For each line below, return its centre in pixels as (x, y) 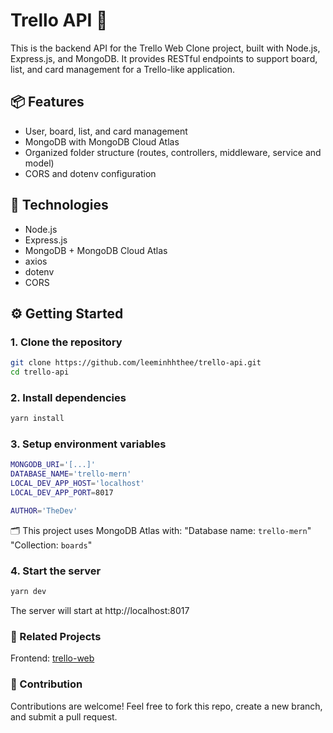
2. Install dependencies (68, 397)
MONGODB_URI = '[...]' (53, 465)
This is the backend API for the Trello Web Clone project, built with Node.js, (165, 48)
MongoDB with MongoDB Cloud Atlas (102, 141)
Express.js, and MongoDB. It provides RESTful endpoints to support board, (164, 58)
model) (39, 163)
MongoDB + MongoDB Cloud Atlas (96, 250)
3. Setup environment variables (88, 444)
